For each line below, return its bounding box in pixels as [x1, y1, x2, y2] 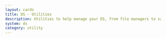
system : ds [5, 21, 28, 26]
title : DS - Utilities [5, 12, 52, 17]
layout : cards [5, 7, 35, 12]
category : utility [5, 26, 43, 31]
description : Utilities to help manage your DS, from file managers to [5, 16, 156, 21]
